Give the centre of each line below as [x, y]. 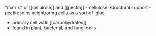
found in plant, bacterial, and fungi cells [54, 28]
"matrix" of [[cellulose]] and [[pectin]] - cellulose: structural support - [78, 7]
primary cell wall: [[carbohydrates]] [49, 23]
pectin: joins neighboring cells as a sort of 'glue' [55, 13]
